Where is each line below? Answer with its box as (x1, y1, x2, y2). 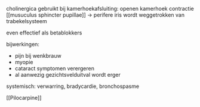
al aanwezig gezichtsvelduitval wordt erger (14, 71, 121, 78)
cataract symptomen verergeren (14, 65, 94, 72)
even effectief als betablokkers (6, 29, 82, 36)
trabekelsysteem (6, 18, 48, 24)
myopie (14, 59, 33, 65)
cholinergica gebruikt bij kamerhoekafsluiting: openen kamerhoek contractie (6, 5, 194, 12)
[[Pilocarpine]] (6, 95, 42, 101)
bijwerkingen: (6, 41, 40, 48)
